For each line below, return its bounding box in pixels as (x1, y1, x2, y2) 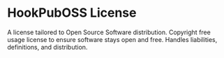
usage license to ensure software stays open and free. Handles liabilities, (7, 35, 218, 43)
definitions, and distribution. (7, 43, 88, 51)
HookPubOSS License (7, 5, 137, 21)
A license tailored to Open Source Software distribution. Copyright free (7, 28, 211, 36)
